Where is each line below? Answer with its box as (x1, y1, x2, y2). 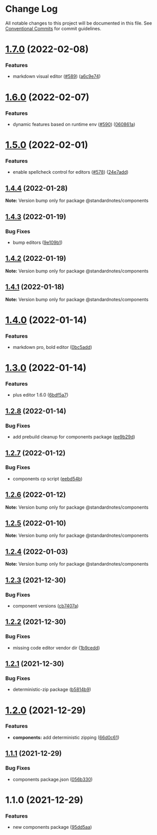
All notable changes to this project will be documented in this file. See (5, 20, 152, 26)
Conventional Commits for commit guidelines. (5, 25, 101, 31)
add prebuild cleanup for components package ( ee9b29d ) (12, 434, 136, 440)
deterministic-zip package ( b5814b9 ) (12, 686, 91, 693)
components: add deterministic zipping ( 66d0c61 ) (12, 734, 120, 740)
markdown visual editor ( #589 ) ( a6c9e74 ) (12, 73, 101, 79)
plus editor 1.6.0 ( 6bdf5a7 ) (12, 392, 69, 398)
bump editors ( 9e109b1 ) (12, 239, 63, 245)
